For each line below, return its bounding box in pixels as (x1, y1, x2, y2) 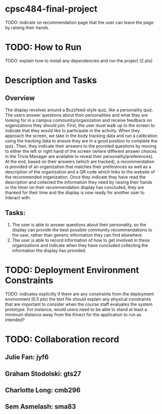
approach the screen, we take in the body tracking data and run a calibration (5, 133, 158, 138)
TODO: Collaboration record (5, 334, 119, 345)
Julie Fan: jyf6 (5, 353, 49, 362)
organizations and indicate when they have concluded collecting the (12, 242, 148, 248)
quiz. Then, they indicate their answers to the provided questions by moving (5, 143, 157, 149)
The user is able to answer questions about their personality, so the (12, 222, 147, 227)
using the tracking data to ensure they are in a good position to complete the (5, 138, 158, 144)
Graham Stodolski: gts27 (5, 369, 81, 378)
